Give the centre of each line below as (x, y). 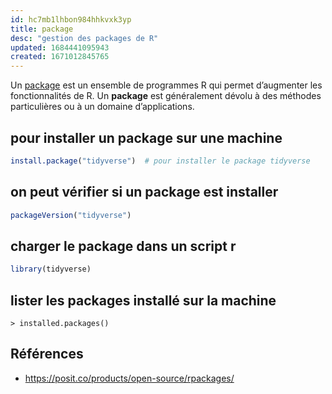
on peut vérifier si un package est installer (144, 192)
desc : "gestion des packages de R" (84, 38)
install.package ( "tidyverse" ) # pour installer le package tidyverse (160, 161)
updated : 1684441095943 (60, 47)
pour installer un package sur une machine (146, 137)
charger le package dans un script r (123, 246)
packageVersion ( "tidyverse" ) (71, 215)
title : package (42, 29)
